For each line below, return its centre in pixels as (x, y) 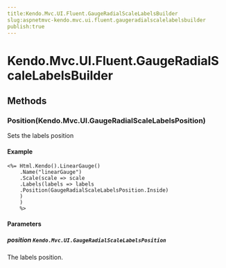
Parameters (24, 224)
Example (20, 151)
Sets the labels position (41, 136)
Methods (27, 101)
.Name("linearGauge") (51, 172)
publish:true (26, 26)
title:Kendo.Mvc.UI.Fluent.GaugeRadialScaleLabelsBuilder (93, 14)
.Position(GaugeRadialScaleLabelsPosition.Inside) (94, 190)
